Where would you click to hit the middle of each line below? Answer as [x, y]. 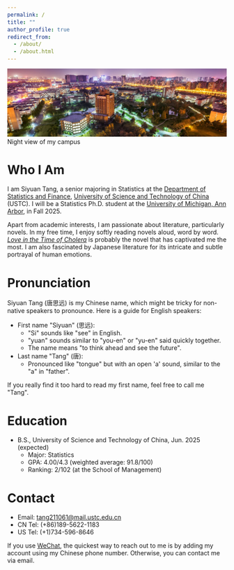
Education [37, 421]
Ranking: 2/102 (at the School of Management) [95, 470]
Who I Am [36, 169]
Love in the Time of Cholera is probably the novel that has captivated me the [117, 240]
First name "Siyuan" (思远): [56, 326]
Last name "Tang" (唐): [50, 356]
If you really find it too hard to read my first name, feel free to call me [106, 385]
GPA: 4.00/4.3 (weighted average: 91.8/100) [90, 462]
